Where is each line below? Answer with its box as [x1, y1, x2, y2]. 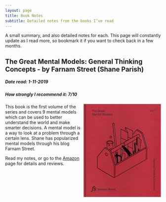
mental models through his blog [5, 141, 70, 147]
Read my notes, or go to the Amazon [5, 156, 80, 162]
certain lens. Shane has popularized [5, 135, 79, 141]
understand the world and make [5, 120, 70, 125]
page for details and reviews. [5, 161, 64, 166]
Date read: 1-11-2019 [5, 79, 48, 85]
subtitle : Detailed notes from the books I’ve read [5, 18, 114, 23]
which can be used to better [5, 114, 63, 121]
